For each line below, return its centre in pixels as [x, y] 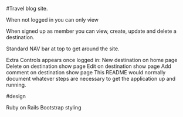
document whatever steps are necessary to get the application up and [91, 79]
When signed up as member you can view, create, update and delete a [91, 31]
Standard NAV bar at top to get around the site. [63, 49]
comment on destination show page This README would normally [86, 72]
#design [16, 96]
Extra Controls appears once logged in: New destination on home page [92, 60]
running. [16, 85]
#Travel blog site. [27, 8]
